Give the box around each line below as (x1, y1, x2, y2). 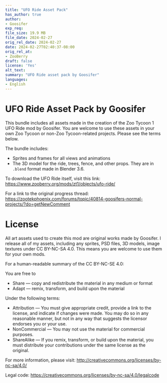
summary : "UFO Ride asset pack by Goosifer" (5, 72, 99, 77)
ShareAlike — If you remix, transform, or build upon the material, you (12, 336, 154, 342)
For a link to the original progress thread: (5, 190, 89, 196)
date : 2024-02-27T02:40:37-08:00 (5, 44, 75, 49)
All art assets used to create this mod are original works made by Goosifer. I (5, 235, 161, 241)
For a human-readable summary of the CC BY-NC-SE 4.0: (5, 260, 124, 266)
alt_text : (5, 68, 26, 73)
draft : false (5, 58, 32, 63)
